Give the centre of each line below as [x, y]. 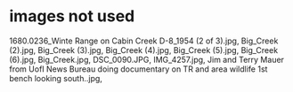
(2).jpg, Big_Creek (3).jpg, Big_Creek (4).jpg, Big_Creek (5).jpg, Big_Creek [144, 50]
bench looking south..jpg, [56, 78]
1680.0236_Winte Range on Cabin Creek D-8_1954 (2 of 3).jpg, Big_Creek [144, 41]
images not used [72, 16]
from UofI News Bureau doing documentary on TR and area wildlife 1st [138, 69]
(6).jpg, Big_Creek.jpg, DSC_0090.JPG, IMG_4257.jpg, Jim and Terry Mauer [147, 59]
